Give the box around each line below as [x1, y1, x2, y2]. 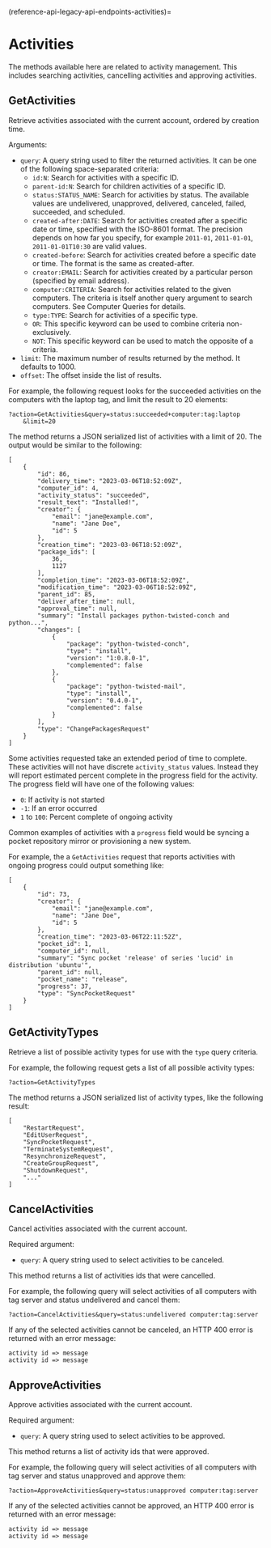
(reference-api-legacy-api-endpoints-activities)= [8, 7, 172, 16]
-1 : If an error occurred [19, 803, 98, 812]
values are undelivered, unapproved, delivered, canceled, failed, [32, 198, 247, 208]
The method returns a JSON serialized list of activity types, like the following [8, 1092, 264, 1102]
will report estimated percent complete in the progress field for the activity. [8, 770, 258, 780]
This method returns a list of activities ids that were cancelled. [8, 1270, 216, 1281]
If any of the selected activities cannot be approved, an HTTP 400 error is [8, 1501, 255, 1511]
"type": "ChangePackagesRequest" [37, 724, 150, 733]
